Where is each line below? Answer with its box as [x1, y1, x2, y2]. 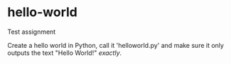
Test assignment [7, 27, 56, 36]
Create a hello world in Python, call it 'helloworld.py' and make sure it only [7, 41, 224, 49]
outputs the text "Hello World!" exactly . [7, 49, 122, 57]
